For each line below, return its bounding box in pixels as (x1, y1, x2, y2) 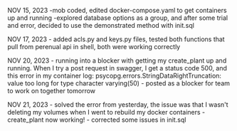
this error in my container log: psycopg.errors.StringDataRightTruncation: (7, 71, 222, 80)
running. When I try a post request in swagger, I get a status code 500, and (7, 64, 228, 72)
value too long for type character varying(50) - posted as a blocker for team (7, 79, 230, 88)
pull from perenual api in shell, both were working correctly (7, 43, 181, 51)
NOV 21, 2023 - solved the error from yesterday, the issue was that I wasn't (7, 100, 229, 109)
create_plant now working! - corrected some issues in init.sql (7, 115, 186, 124)
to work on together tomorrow (7, 87, 96, 95)
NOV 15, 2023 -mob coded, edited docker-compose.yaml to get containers (7, 6, 227, 14)
